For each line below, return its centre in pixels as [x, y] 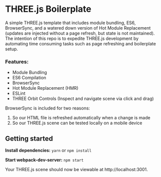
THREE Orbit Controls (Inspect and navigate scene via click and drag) [83, 99]
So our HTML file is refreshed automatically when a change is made [81, 118]
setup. [12, 49]
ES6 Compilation [29, 78]
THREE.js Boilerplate [48, 9]
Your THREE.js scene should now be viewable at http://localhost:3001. [77, 170]
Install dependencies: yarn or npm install [48, 150]
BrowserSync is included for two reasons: [48, 108]
